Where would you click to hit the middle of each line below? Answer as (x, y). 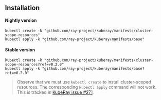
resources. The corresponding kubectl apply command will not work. (87, 87)
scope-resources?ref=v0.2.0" (35, 64)
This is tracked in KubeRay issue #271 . (55, 92)
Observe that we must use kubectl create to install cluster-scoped (84, 82)
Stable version (20, 50)
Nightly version (21, 20)
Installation (22, 8)
